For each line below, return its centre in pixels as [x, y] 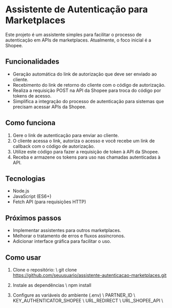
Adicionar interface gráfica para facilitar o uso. [62, 241]
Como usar [23, 257]
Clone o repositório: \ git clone [45, 270]
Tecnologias [25, 178]
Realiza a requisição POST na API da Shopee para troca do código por [87, 90]
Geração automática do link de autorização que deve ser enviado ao [85, 74]
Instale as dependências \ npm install [52, 285]
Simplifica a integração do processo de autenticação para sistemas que [88, 101]
